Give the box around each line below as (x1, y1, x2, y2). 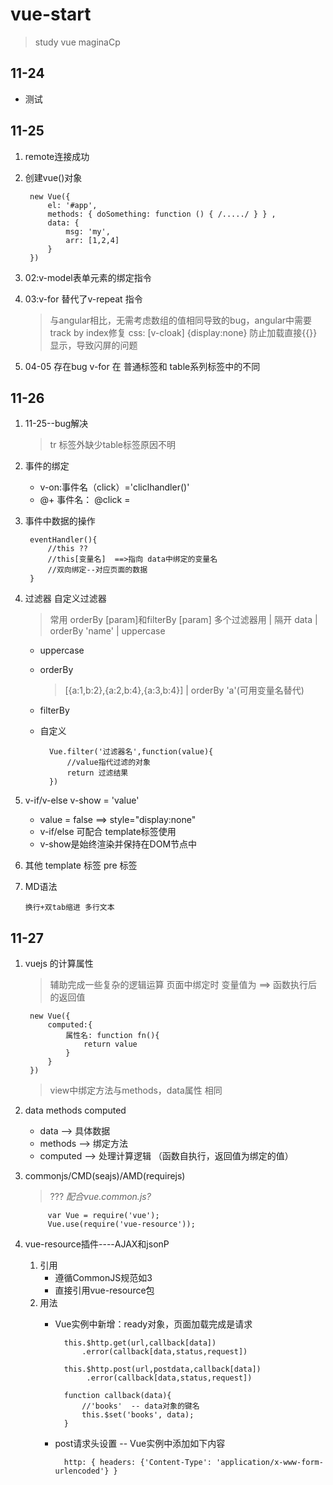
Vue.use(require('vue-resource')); (47, 1219, 196, 1230)
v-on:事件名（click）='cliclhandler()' (39, 481, 190, 493)
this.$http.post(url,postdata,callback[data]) (63, 1364, 262, 1375)
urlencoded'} (54, 1466, 110, 1477)
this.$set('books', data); (81, 1410, 195, 1420)
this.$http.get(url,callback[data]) (63, 1338, 217, 1348)
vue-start (10, 3, 92, 26)
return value (83, 1039, 138, 1050)
